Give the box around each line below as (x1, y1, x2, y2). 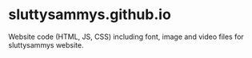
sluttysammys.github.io (8, 6, 172, 24)
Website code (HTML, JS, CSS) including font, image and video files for (8, 32, 244, 41)
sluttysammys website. (8, 40, 84, 49)
